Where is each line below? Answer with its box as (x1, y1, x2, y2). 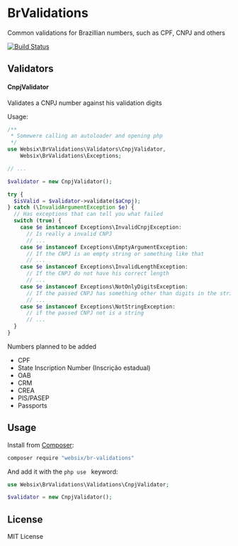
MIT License (7, 533, 44, 541)
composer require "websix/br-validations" (7, 454, 135, 462)
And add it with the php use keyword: (7, 467, 118, 476)
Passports (17, 401, 47, 410)
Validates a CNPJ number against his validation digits (7, 98, 162, 107)
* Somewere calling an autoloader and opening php (10, 133, 163, 140)
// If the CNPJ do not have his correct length (25, 270, 170, 278)
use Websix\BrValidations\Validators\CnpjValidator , (7, 146, 166, 153)
